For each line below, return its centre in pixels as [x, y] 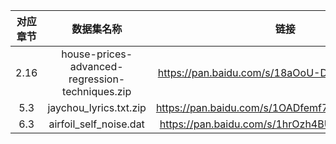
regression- [97, 79]
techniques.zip [97, 91]
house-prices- [97, 54]
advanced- [96, 66]
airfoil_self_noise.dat [96, 124]
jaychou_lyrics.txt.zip [97, 107]
